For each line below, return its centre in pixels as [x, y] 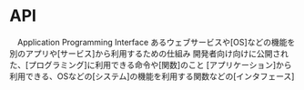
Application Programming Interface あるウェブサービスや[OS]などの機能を [156, 42]
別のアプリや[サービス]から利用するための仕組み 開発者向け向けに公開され [149, 53]
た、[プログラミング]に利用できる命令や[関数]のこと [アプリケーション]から [151, 65]
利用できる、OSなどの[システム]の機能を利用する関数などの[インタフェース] [152, 76]
